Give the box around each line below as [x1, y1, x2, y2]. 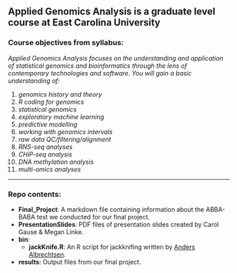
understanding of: [8, 76, 60, 85]
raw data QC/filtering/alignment [18, 135, 111, 143]
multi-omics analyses [18, 165, 82, 174]
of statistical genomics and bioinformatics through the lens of [8, 61, 187, 70]
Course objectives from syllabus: [8, 38, 124, 48]
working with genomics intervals [18, 127, 113, 136]
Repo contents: [8, 189, 62, 199]
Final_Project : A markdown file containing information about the [18, 205, 205, 214]
